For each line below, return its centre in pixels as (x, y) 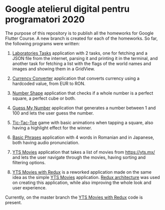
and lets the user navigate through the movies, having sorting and (79, 157)
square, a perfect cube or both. (44, 98)
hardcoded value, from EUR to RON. (49, 83)
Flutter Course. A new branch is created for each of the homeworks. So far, (82, 38)
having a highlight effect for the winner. (52, 128)
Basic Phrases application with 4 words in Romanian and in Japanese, (83, 137)
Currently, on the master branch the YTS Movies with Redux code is (74, 197)
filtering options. (29, 162)
